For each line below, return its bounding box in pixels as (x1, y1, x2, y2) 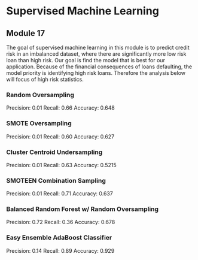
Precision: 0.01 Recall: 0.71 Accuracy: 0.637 (6, 190, 114, 197)
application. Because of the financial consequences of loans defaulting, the (6, 63, 193, 70)
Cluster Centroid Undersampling (6, 148, 103, 156)
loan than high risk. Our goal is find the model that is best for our (6, 57, 166, 64)
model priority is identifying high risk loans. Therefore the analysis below (6, 69, 186, 76)
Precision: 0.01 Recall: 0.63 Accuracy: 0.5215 (6, 161, 117, 168)
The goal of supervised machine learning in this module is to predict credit (6, 44, 190, 51)
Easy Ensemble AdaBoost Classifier (6, 234, 112, 242)
